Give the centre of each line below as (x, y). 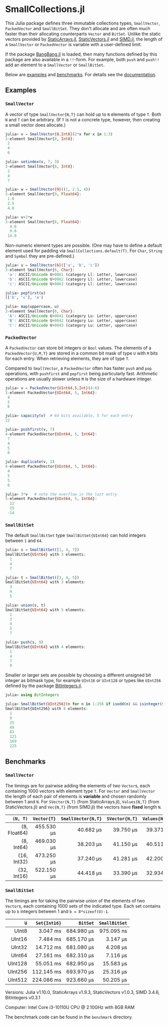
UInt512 (17, 980)
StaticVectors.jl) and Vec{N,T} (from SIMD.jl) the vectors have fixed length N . (83, 807)
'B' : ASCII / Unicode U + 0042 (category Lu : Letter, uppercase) (72, 320)
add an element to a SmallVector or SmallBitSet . (55, 65)
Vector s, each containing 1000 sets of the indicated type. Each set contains (83, 906)
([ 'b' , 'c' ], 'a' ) (24, 298)
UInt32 (19, 947)
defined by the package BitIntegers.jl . (44, 686)
